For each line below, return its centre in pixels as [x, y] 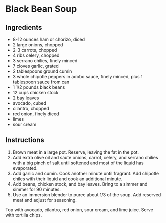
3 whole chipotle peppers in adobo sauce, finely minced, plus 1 [77, 76]
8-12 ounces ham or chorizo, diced [49, 39]
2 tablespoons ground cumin [42, 71]
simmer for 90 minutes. [37, 189]
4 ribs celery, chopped [36, 55]
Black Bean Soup [41, 9]
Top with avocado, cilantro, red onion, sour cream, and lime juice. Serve [79, 210]
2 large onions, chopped [38, 45]
